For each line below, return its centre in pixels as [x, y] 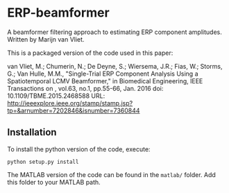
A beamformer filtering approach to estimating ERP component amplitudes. [114, 32]
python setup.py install [43, 162]
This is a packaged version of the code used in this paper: [90, 53]
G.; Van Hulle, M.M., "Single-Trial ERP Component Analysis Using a [103, 74]
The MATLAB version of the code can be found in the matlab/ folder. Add [112, 174]
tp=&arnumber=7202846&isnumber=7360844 [74, 110]
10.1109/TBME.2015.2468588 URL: [56, 96]
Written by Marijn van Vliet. [46, 39]
